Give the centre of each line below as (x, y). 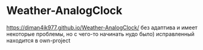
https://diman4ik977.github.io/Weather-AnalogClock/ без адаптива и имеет (102, 27)
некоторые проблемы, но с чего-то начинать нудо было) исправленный (100, 34)
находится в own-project (38, 40)
